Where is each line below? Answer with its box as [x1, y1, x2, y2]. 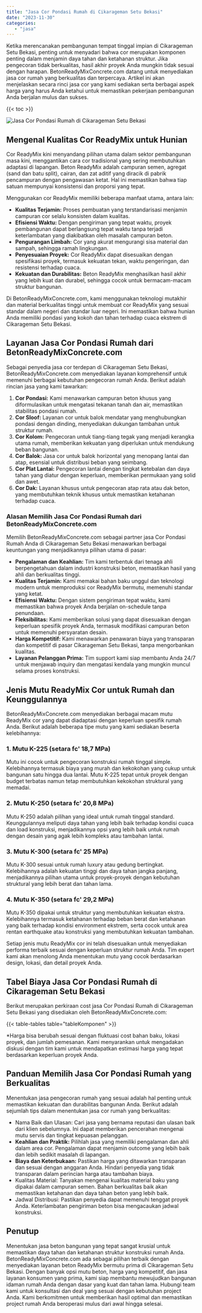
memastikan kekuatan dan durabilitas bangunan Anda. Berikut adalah [6, 1100, 178, 1108]
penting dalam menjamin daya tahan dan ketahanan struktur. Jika [6, 55, 168, 62]
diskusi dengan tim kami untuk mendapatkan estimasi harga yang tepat [6, 1045, 183, 1052]
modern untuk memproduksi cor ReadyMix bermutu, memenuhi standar [14, 584, 194, 591]
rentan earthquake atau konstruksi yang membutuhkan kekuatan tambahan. [6, 928, 195, 935]
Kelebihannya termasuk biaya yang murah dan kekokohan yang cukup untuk [6, 765, 196, 772]
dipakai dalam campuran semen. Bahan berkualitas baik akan [14, 1182, 168, 1190]
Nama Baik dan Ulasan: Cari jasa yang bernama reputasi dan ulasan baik [14, 1118, 195, 1126]
